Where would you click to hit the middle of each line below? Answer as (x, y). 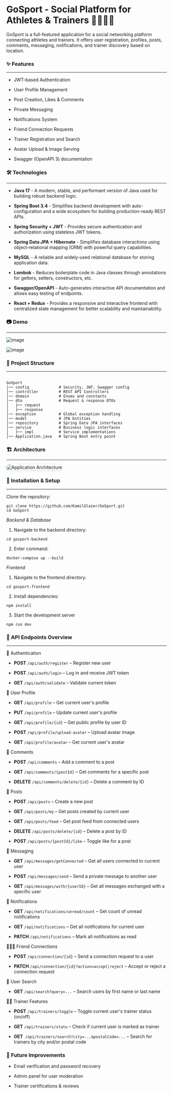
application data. (31, 263)
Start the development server (45, 615)
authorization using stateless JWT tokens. (58, 232)
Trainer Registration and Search (47, 139)
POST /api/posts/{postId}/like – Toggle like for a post (72, 841)
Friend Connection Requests (44, 129)
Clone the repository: (28, 496)
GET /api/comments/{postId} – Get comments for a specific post (81, 772)
